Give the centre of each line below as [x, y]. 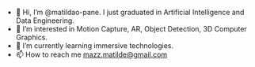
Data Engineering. [45, 20]
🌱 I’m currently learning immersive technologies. [95, 46]
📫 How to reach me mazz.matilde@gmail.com [91, 54]
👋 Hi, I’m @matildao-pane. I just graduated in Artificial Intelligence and [130, 12]
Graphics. [32, 37]
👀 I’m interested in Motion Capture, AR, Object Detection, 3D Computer [131, 29]
